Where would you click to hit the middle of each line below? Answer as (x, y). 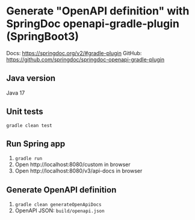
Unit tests (25, 112)
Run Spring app (36, 144)
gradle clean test (29, 125)
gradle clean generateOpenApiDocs (58, 205)
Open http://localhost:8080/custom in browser (73, 165)
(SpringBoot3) (43, 37)
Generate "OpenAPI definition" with (98, 11)
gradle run (29, 159)
